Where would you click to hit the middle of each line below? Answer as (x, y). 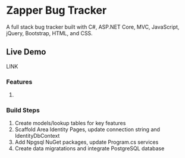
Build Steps (23, 110)
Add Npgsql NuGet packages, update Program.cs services (87, 142)
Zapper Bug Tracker (57, 10)
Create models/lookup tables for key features (70, 123)
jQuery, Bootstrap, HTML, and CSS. (50, 33)
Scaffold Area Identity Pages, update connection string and (87, 129)
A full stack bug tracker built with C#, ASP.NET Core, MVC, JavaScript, (93, 27)
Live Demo (26, 52)
